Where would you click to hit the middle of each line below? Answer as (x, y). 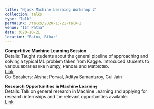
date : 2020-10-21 (23, 32)
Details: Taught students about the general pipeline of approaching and (77, 56)
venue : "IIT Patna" (25, 28)
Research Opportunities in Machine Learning (51, 86)
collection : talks (24, 14)
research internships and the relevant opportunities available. (67, 96)
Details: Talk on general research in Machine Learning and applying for (76, 91)
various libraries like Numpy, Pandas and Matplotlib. (57, 66)
